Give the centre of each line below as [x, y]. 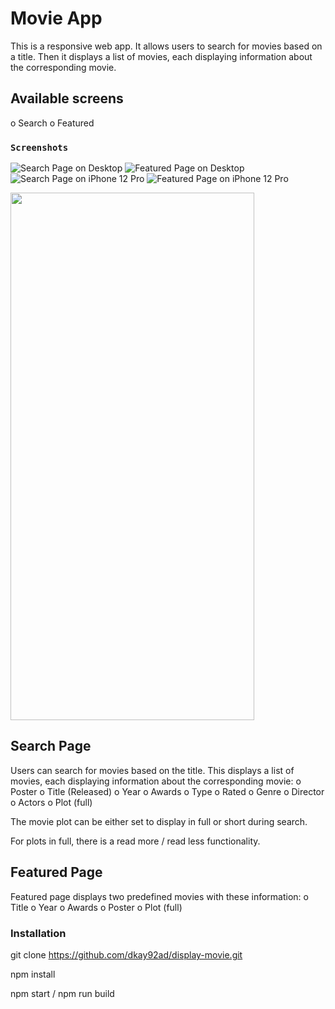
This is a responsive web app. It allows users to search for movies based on [166, 46]
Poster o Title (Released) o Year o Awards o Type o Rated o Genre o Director [167, 791]
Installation [38, 933]
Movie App [56, 18]
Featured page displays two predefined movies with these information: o [159, 896]
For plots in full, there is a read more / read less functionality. [135, 841]
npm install [33, 974]
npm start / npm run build [62, 993]
